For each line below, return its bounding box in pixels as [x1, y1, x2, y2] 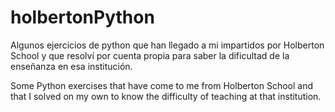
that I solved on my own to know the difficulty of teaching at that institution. [10, 90, 322, 102]
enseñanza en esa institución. [10, 60, 133, 72]
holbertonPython [10, 6, 155, 29]
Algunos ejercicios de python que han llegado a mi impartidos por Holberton [10, 39, 325, 51]
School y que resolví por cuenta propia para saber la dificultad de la [10, 49, 290, 61]
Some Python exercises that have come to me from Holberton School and [10, 79, 313, 91]
